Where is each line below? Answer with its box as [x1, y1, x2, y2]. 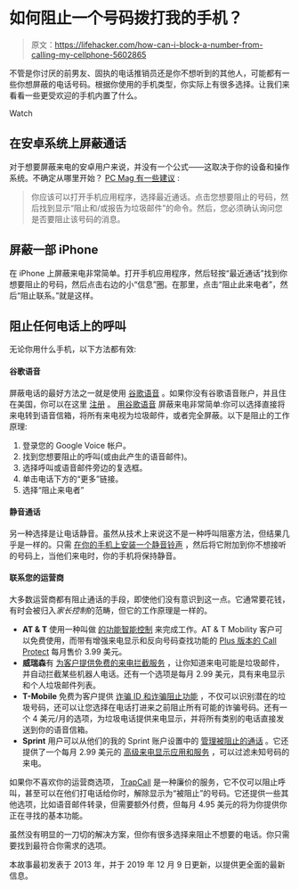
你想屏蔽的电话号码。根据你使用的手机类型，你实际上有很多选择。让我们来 [16, 78, 290, 89]
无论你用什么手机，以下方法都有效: [9, 344, 137, 355]
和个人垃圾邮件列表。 [21, 679, 101, 690]
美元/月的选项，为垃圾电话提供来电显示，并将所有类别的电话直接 [39, 712, 277, 723]
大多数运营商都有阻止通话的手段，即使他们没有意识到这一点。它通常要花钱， [9, 594, 290, 605]
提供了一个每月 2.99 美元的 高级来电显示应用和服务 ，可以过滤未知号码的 [21, 746, 290, 757]
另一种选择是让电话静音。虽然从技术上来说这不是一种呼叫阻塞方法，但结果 [9, 528, 282, 539]
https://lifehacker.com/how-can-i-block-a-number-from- [54, 39, 263, 50]
